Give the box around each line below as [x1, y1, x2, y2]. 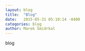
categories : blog [5, 21, 42, 27]
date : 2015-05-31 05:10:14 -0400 [5, 17, 80, 22]
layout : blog [5, 7, 33, 13]
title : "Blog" [5, 12, 37, 17]
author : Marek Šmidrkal [5, 26, 56, 31]
